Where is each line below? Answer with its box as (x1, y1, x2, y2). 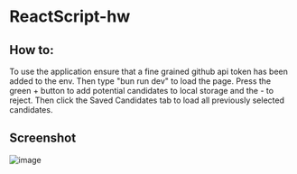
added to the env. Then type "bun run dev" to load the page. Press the (9, 76, 272, 87)
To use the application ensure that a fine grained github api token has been (9, 66, 289, 77)
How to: (9, 42, 54, 58)
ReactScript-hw (9, 6, 131, 27)
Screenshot (9, 131, 77, 146)
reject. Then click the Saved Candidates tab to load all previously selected (9, 95, 284, 105)
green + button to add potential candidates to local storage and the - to (9, 86, 274, 96)
